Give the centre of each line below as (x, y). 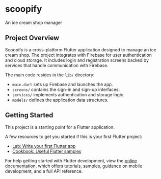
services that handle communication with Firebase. (57, 65)
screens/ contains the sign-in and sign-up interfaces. (66, 89)
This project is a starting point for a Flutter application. (60, 127)
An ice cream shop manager (34, 22)
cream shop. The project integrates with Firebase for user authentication (79, 55)
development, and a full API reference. (44, 171)
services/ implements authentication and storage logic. (68, 94)
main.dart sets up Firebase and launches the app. (63, 84)
